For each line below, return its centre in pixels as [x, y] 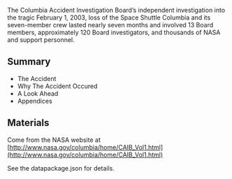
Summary [29, 62]
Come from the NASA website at [54, 140]
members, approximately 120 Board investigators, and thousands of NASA [114, 32]
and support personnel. [41, 40]
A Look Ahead [38, 93]
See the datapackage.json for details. [61, 168]
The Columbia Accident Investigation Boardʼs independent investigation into [116, 10]
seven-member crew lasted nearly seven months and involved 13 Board [110, 25]
